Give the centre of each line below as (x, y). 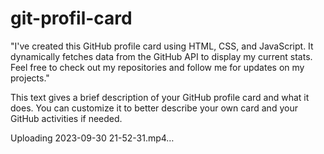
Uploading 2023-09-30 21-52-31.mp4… (92, 138)
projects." (30, 78)
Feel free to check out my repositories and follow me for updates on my (157, 67)
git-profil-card (71, 18)
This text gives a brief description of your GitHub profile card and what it (160, 97)
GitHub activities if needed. (66, 118)
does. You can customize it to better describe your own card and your (154, 108)
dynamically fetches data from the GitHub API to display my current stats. (161, 56)
